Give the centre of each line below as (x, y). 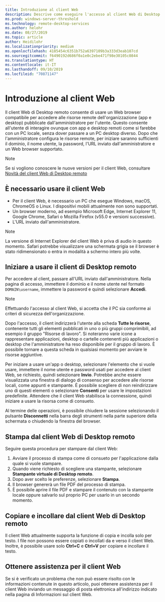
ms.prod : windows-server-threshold (42, 19)
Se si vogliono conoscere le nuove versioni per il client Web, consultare (78, 168)
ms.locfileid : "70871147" (32, 74)
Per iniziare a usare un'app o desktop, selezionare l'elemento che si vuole (80, 364)
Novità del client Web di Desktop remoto (46, 173)
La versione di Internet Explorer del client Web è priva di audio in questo (78, 241)
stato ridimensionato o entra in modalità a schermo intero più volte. (73, 251)
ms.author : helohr (24, 28)
